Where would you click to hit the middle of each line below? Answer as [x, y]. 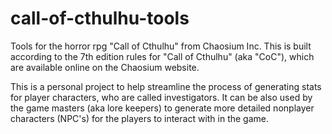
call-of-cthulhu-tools [100, 18]
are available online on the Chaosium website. [105, 67]
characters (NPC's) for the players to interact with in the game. [140, 118]
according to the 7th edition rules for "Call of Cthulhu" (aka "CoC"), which [162, 56]
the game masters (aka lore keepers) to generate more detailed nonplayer [162, 108]
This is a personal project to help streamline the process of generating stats [166, 86]
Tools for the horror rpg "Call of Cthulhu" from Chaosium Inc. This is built [161, 46]
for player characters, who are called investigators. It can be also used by [161, 97]
